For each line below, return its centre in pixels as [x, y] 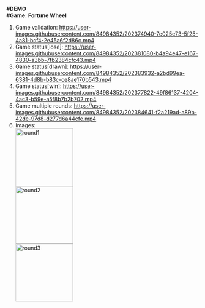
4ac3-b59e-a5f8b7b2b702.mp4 [56, 99]
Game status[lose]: [39, 47]
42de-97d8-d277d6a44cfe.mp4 [56, 119]
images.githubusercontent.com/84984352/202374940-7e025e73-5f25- [106, 34]
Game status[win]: [38, 86]
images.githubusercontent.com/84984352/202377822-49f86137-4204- [107, 93]
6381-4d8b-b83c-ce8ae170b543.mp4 [63, 80]
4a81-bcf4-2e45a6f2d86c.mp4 [55, 40]
